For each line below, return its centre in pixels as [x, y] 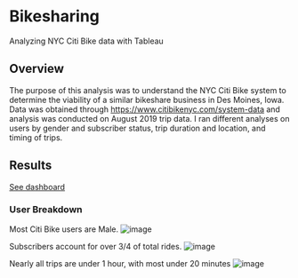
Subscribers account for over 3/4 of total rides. [96, 246]
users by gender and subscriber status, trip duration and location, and [137, 128]
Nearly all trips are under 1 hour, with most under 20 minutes [120, 263]
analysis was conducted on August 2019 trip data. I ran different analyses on [149, 118]
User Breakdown [46, 210]
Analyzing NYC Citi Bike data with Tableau [87, 41]
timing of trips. [36, 137]
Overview [37, 69]
